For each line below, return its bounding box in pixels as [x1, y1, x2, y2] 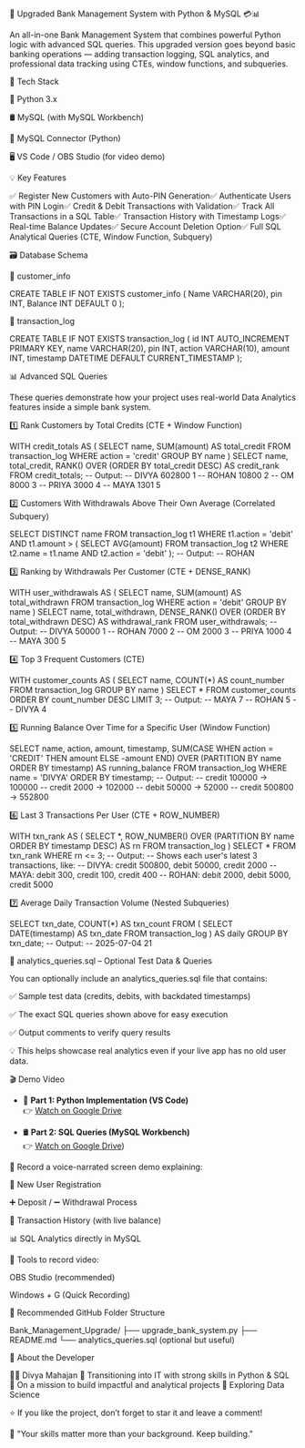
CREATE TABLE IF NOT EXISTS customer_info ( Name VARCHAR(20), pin [9, 289, 282, 299]
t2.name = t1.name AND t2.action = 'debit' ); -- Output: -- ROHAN [9, 548, 255, 558]
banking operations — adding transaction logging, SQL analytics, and [9, 49, 270, 59]
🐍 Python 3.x [9, 94, 57, 104]
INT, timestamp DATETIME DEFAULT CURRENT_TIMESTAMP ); [9, 352, 243, 363]
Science [9, 1389, 40, 1400]
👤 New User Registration [9, 1179, 102, 1189]
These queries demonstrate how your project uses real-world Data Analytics [9, 392, 297, 403]
